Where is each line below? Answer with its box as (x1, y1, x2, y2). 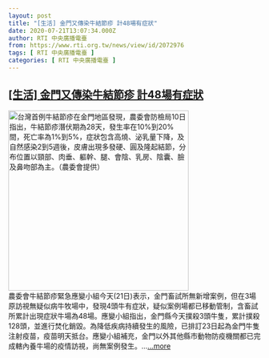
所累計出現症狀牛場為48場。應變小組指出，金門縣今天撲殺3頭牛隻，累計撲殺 (8, 311, 260, 320)
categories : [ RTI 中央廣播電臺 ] (8, 57, 116, 65)
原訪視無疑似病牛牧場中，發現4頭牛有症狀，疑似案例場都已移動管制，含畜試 (8, 301, 259, 311)
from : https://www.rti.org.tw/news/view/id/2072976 (8, 42, 184, 50)
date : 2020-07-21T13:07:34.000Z (8, 26, 116, 34)
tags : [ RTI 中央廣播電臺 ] (8, 49, 94, 57)
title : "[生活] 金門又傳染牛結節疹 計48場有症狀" (8, 19, 158, 27)
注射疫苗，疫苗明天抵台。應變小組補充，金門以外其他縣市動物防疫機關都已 (8, 331, 254, 340)
